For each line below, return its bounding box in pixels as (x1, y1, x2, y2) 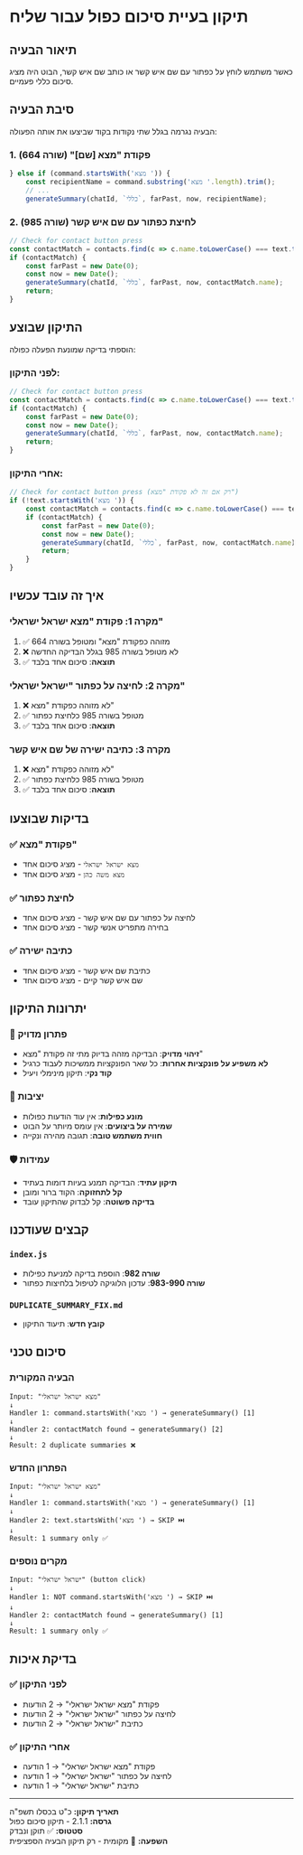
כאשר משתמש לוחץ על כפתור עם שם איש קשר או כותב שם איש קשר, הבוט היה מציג (9, 66, 293, 77)
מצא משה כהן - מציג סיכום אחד (22, 869, 125, 880)
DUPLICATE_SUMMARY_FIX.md (9, 1299, 124, 1310)
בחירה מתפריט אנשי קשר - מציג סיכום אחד (22, 922, 170, 932)
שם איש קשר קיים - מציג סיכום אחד (22, 974, 143, 986)
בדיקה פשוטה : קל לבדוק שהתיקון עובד (22, 1195, 155, 1207)
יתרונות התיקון (9, 1001, 87, 1017)
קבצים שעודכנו (9, 1223, 89, 1238)
